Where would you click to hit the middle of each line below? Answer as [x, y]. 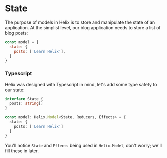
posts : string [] [26, 104]
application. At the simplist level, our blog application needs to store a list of [83, 27]
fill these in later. [22, 151]
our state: [15, 90]
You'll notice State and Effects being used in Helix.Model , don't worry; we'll [84, 145]
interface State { [24, 99]
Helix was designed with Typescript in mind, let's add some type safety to [81, 84]
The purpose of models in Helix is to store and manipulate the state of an [80, 22]
